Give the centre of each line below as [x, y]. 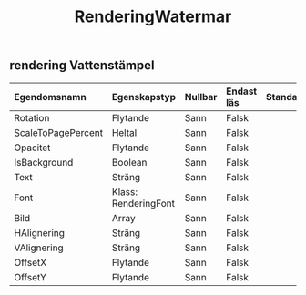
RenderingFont [143, 203]
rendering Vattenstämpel [82, 66]
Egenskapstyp [143, 97]
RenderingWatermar [153, 17]
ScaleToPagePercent [58, 132]
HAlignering [40, 232]
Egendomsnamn [50, 97]
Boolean [129, 162]
